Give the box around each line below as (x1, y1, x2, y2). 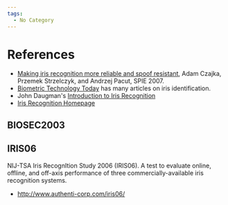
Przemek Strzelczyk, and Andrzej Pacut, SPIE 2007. (17, 77, 165, 85)
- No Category (13, 17, 54, 24)
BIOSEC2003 (7, 119, 66, 131)
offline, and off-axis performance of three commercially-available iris (7, 168, 204, 177)
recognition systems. (7, 176, 67, 184)
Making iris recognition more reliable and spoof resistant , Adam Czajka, (17, 69, 222, 78)
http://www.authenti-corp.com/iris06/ (17, 189, 125, 198)
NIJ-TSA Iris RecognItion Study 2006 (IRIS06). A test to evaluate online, (7, 161, 211, 170)
